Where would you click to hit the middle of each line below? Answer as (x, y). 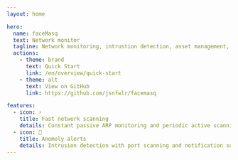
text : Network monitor (47, 40)
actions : (26, 53)
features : (21, 106)
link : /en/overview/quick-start (73, 73)
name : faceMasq (36, 33)
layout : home (26, 14)
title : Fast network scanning (64, 119)
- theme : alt (39, 80)
